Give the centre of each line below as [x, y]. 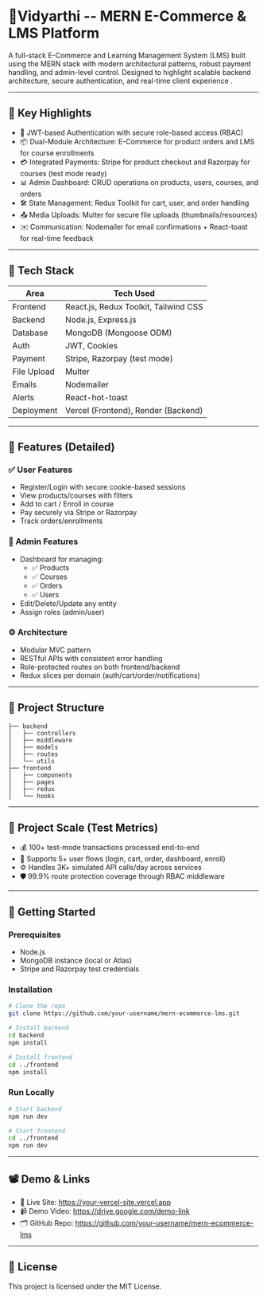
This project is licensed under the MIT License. [85, 1286]
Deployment [35, 410]
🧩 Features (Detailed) [62, 447]
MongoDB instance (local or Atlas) [76, 961]
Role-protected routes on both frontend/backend [100, 667]
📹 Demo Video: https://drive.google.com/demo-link [105, 1210]
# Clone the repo [37, 1006]
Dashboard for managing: [62, 559]
